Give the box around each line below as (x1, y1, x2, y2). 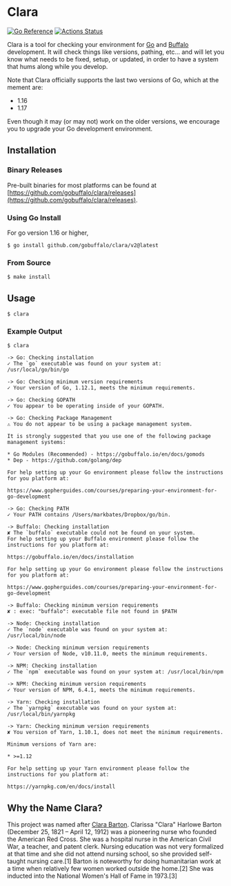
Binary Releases (7, 165, 63, 175)
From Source (7, 258, 51, 267)
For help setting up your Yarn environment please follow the (7, 765, 190, 772)
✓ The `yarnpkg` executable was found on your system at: (7, 705, 177, 712)
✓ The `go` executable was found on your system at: (7, 360, 162, 367)
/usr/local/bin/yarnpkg (7, 711, 76, 718)
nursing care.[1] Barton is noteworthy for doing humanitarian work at (27, 857, 221, 865)
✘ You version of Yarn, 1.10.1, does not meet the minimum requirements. (7, 729, 224, 736)
